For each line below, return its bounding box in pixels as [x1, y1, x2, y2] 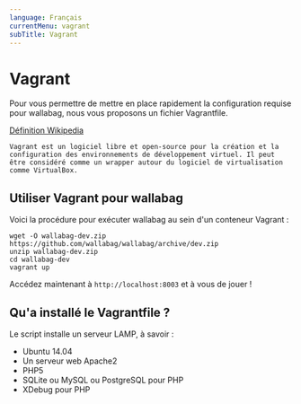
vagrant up [9, 263, 50, 272]
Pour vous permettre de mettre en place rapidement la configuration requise [9, 98, 292, 109]
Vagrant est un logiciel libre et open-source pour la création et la [9, 143, 279, 152]
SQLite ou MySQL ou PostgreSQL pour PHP [22, 374, 184, 385]
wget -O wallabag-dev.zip [9, 232, 106, 241]
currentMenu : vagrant [9, 22, 91, 31]
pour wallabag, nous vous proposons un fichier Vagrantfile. [9, 108, 229, 119]
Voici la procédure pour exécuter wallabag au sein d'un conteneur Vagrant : [9, 215, 289, 225]
